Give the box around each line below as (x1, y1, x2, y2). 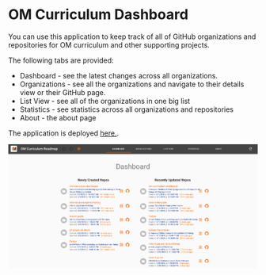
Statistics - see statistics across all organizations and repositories (19, 105, 234, 114)
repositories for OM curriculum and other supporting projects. (8, 40, 210, 49)
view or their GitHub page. (19, 87, 106, 97)
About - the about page (19, 113, 97, 122)
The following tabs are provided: (8, 55, 114, 65)
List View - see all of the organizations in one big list (19, 96, 191, 105)
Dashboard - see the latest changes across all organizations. (19, 71, 218, 80)
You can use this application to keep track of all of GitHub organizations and (8, 32, 256, 41)
